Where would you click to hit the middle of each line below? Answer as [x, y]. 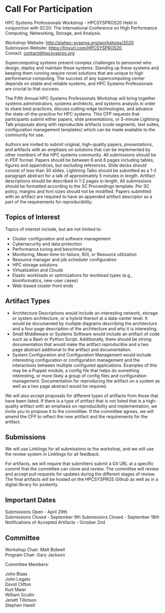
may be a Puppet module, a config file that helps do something [76, 370]
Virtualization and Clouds [38, 270]
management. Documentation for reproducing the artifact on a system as [86, 381]
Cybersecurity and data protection [47, 244]
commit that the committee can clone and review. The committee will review [82, 469]
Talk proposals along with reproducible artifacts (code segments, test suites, [82, 124]
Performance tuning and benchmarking [52, 249]
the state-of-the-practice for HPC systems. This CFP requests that [72, 114]
